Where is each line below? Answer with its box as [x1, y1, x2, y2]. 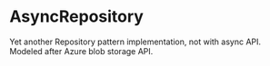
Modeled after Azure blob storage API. [9, 45, 154, 56]
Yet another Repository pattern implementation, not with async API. [9, 36, 262, 47]
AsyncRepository [9, 6, 144, 27]
